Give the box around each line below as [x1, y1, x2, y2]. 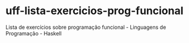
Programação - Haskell [5, 29, 62, 37]
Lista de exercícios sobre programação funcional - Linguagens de [5, 24, 166, 31]
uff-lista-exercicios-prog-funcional [5, 4, 184, 18]
